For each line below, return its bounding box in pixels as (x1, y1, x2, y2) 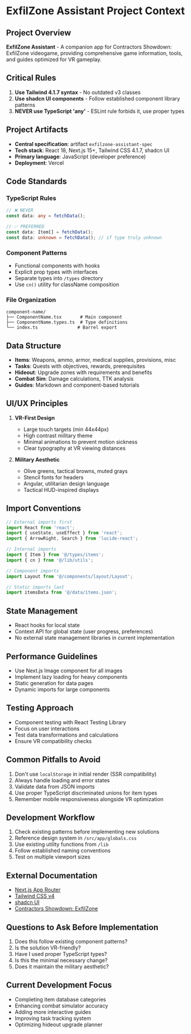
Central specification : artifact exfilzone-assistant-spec (14, 140, 153, 147)
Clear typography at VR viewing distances (23, 445, 126, 452)
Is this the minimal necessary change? (14, 957, 108, 964)
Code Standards (6, 176, 67, 187)
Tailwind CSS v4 (14, 893, 55, 900)
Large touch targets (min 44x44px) (23, 426, 109, 433)
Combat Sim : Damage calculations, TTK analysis (14, 375, 134, 383)
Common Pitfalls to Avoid (6, 755, 101, 765)
